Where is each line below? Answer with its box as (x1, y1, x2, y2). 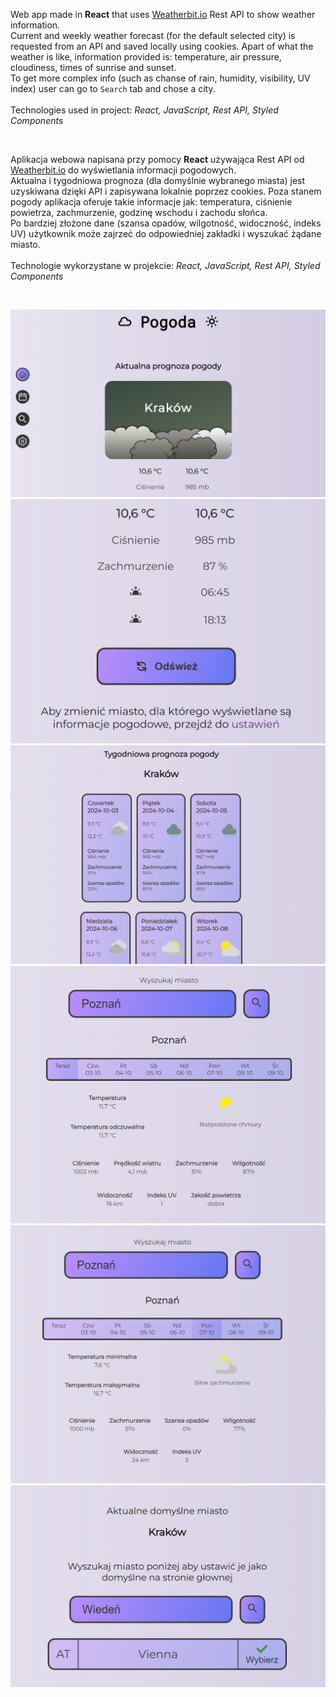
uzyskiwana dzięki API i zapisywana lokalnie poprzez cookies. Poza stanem (10, 185, 322, 197)
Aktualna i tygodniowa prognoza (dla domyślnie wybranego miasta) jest (10, 175, 306, 186)
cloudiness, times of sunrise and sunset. (10, 62, 177, 73)
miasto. (10, 239, 41, 250)
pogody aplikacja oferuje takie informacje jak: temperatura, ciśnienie (10, 196, 293, 208)
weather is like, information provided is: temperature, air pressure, (10, 51, 282, 63)
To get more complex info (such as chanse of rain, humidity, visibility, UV (10, 72, 311, 84)
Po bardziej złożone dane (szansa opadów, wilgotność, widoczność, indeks (10, 217, 322, 229)
